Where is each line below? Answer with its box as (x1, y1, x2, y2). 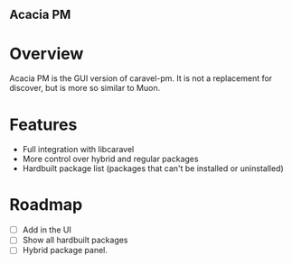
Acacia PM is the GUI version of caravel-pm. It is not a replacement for (9, 73, 273, 84)
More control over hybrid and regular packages (22, 153, 199, 165)
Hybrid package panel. (22, 245, 108, 256)
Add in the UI (22, 224, 72, 235)
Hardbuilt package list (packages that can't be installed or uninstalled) (22, 163, 285, 174)
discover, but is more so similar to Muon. (9, 83, 161, 94)
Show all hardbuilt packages (22, 234, 128, 246)
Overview (9, 43, 84, 64)
